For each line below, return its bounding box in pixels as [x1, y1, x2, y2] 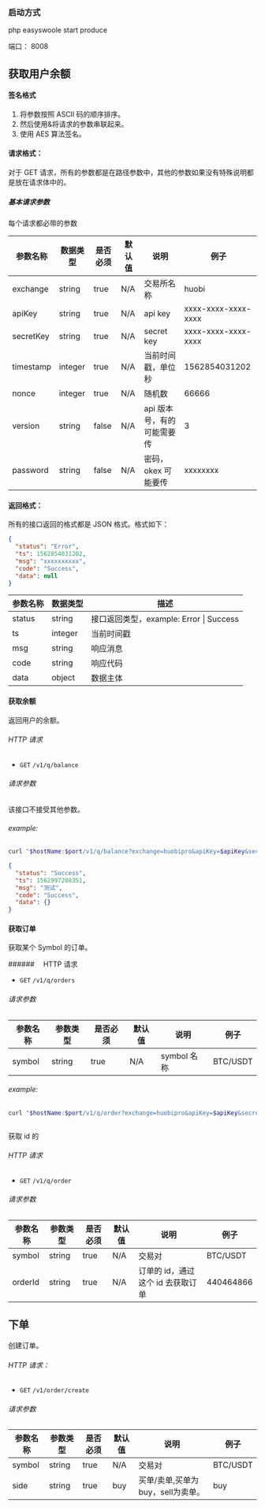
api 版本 [144, 404, 174, 415]
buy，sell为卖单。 [138, 1487, 205, 1498]
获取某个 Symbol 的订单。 [8, 943, 92, 952]
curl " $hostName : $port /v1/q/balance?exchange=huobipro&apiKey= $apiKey [8, 847, 245, 856]
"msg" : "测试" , [15, 884, 63, 892]
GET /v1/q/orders [19, 977, 76, 985]
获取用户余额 [8, 67, 71, 80]
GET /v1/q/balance [19, 761, 79, 769]
